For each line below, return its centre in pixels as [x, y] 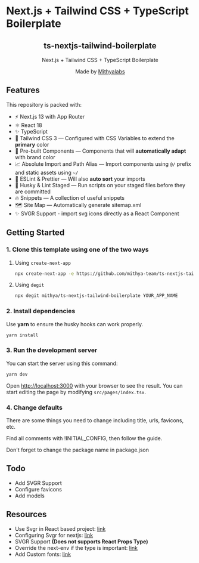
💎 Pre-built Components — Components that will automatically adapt [100, 151]
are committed [32, 191]
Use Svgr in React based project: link [60, 528]
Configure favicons [38, 489]
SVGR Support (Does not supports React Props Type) [81, 542]
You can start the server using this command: [62, 363]
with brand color [35, 157]
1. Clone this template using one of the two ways [77, 250]
